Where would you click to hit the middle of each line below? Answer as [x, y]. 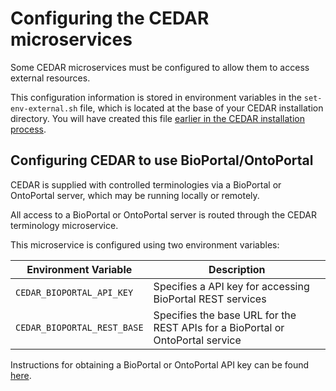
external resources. [50, 78]
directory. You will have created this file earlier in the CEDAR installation [157, 118]
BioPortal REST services [210, 299]
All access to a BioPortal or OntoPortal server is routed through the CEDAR [164, 214]
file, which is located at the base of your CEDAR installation [201, 108]
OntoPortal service [197, 340]
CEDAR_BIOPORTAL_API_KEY [74, 292]
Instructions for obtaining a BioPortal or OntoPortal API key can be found [160, 364]
